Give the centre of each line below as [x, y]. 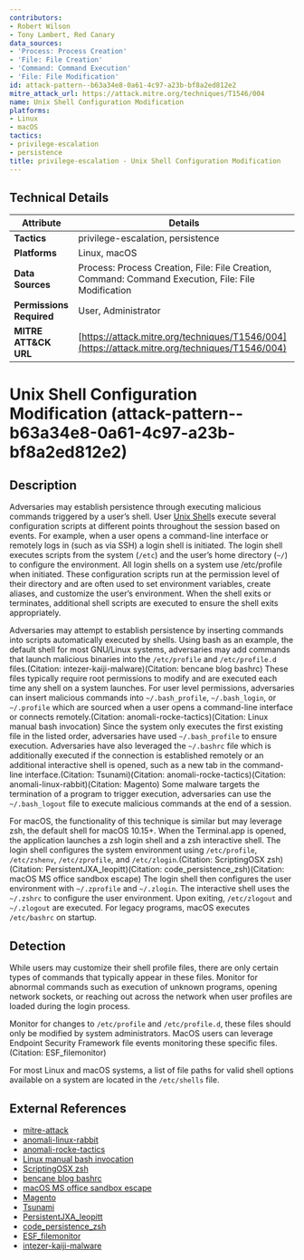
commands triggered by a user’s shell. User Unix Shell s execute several [143, 516]
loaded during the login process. [70, 1006]
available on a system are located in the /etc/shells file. [114, 1080]
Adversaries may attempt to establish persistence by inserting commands [147, 630]
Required [34, 316]
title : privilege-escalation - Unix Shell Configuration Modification [145, 161]
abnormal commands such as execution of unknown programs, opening [143, 987]
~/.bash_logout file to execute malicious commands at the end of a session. [151, 803]
